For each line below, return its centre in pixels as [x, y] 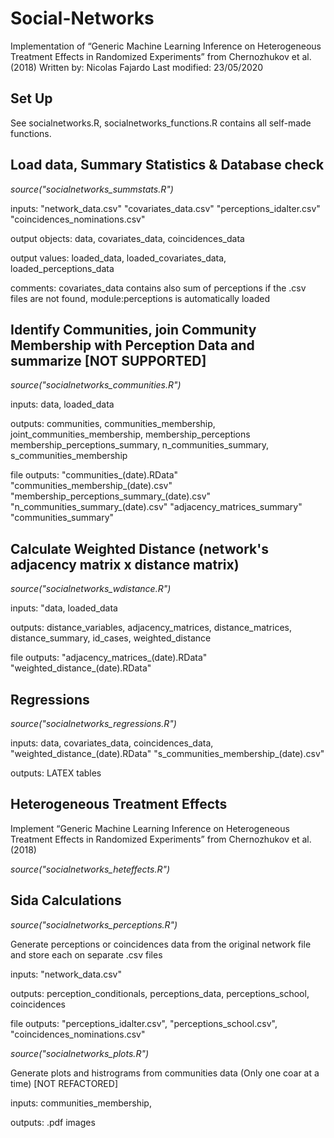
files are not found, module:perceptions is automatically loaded [140, 298]
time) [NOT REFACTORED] [64, 1083]
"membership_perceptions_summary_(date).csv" [111, 496]
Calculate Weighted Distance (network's [139, 548]
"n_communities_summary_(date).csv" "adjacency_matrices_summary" [156, 507]
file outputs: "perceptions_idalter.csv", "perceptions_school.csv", [144, 1023]
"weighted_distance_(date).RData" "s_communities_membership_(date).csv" [167, 753]
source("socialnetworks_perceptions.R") [94, 924]
